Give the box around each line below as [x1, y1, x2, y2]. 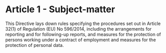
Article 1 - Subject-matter [5, 4, 115, 15]
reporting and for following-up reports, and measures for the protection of [5, 31, 161, 37]
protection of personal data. [5, 42, 64, 48]
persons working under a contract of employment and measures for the [5, 37, 156, 43]
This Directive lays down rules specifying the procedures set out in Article [5, 20, 161, 26]
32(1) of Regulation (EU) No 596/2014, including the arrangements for [5, 25, 152, 32]
